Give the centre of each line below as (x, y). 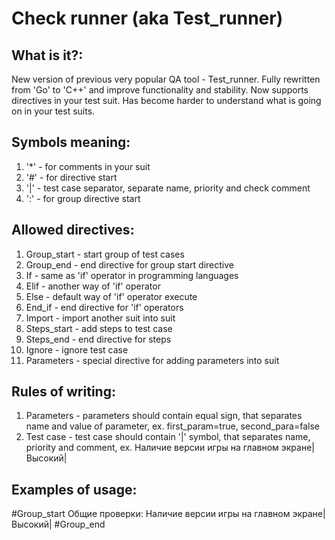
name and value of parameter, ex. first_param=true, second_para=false (172, 426)
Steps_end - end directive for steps (98, 339)
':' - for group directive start (83, 198)
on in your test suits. (53, 111)
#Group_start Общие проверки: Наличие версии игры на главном (151, 514)
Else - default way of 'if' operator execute (111, 296)
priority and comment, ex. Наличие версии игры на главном (152, 448)
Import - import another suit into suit (100, 318)
